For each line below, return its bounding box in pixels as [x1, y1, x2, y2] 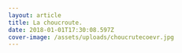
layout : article [8, 11, 61, 19]
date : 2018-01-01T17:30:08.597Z [8, 26, 114, 34]
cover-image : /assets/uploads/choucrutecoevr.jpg [8, 33, 175, 41]
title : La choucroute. [8, 19, 83, 26]
